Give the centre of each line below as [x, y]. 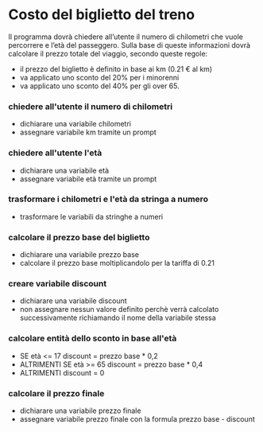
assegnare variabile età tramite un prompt [88, 179]
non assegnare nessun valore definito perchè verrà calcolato [119, 309]
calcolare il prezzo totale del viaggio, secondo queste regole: [108, 53]
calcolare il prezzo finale [56, 393]
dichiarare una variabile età [64, 170]
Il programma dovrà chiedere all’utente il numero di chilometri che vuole [126, 37]
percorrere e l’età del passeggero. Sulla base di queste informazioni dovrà [130, 45]
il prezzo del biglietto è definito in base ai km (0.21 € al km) [116, 68]
